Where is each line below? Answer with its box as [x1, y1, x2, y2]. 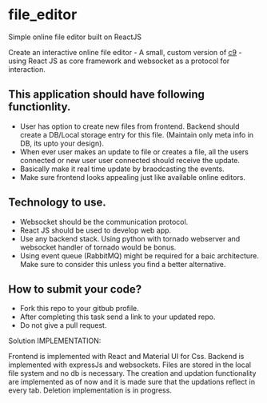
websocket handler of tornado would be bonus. [19, 242, 177, 252]
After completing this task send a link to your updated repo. [19, 312, 216, 321]
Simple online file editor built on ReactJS [8, 32, 142, 42]
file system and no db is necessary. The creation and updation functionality [8, 369, 257, 378]
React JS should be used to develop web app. [19, 225, 172, 235]
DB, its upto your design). [19, 138, 104, 148]
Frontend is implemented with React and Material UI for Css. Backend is [8, 352, 245, 361]
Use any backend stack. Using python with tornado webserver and [19, 233, 241, 243]
